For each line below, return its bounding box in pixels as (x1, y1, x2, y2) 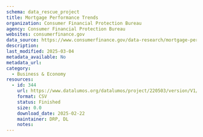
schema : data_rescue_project (6, 8, 80, 15)
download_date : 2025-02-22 (17, 110, 85, 116)
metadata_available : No (6, 54, 66, 60)
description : (6, 43, 39, 49)
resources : (6, 76, 34, 82)
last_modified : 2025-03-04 (6, 48, 74, 55)
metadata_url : (6, 59, 42, 65)
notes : (17, 122, 34, 128)
